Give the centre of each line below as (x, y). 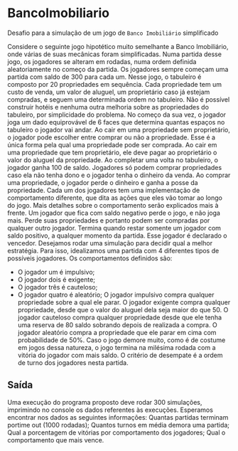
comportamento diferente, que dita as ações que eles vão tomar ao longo (115, 198)
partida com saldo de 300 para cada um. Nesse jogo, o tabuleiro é (104, 77)
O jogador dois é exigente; (56, 280)
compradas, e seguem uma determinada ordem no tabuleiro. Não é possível (119, 99)
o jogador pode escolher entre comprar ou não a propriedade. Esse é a (111, 137)
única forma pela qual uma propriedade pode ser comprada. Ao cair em (112, 144)
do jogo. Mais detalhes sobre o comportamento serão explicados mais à (113, 205)
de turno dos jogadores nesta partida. (73, 362)
